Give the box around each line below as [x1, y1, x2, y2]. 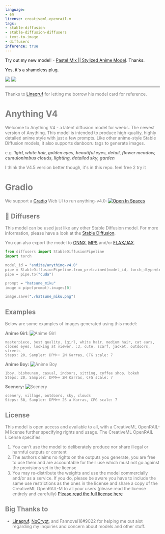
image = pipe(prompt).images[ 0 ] [5, 285, 71, 290]
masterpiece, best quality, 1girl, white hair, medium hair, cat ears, [5, 340, 155, 345]
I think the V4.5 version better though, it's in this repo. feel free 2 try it [5, 164, 146, 170]
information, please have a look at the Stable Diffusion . [5, 230, 116, 236]
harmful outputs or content [12, 449, 67, 455]
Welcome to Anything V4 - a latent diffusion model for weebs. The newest [5, 124, 155, 130]
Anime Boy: [5, 362, 29, 367]
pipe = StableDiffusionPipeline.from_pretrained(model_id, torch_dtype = [5, 267, 157, 272]
